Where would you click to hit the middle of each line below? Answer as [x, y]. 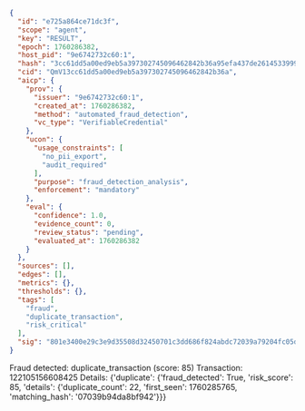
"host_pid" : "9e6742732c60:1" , [77, 55]
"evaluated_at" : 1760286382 [87, 240]
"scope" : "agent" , [53, 30]
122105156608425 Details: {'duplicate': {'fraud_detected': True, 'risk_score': [151, 377]
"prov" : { [44, 89]
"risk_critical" [57, 325]
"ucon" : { [44, 140]
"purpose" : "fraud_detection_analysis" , [111, 181]
